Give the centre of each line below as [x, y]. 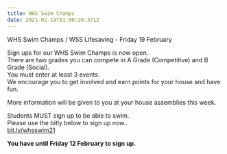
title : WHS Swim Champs [41, 13]
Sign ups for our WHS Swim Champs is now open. [78, 53]
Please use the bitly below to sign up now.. [68, 123]
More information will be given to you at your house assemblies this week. [112, 102]
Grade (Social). [28, 67]
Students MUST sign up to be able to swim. [68, 115]
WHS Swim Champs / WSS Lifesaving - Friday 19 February [90, 39]
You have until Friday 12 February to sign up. [72, 143]
